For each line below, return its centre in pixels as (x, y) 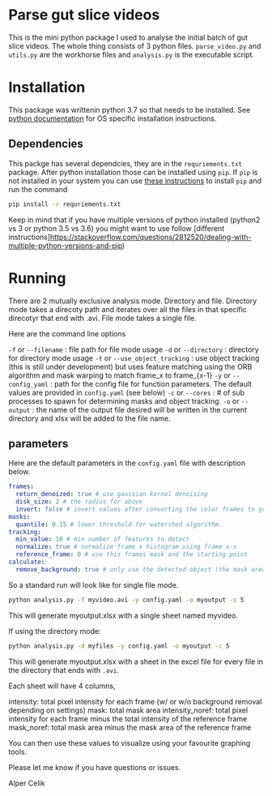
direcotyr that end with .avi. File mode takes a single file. (102, 318)
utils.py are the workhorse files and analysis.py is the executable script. (132, 54)
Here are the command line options (67, 333)
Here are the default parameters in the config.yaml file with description (127, 463)
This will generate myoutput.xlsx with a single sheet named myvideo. (123, 615)
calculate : (27, 562)
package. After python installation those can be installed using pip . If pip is (133, 172)
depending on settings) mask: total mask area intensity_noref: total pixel (128, 710)
